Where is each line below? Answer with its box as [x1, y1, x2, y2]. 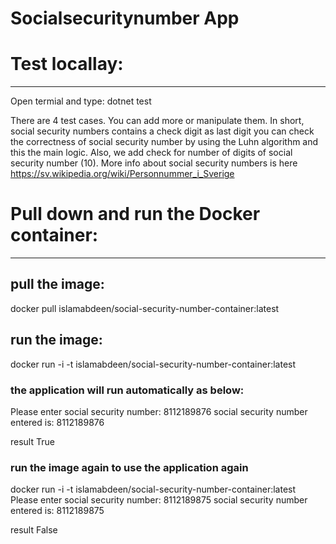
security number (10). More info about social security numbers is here [10, 157, 298, 169]
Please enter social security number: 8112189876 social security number [10, 405, 308, 417]
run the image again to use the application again [10, 460, 249, 474]
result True [10, 435, 55, 447]
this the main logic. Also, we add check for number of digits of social [10, 147, 293, 159]
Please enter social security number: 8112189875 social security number [10, 494, 308, 506]
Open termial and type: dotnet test [10, 95, 152, 107]
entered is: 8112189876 [10, 416, 105, 428]
